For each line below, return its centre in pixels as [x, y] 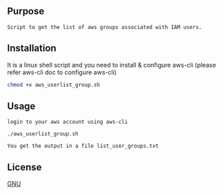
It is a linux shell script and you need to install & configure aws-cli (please [111, 65]
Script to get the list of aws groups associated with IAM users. [105, 27]
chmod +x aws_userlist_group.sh [54, 85]
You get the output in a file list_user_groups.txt [83, 146]
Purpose [26, 11]
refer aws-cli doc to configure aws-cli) [62, 72]
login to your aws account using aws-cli [68, 122]
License [25, 167]
